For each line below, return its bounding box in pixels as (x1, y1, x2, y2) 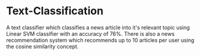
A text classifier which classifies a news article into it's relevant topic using (6, 24, 190, 31)
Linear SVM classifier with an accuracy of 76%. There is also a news (6, 30, 175, 37)
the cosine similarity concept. (6, 43, 79, 50)
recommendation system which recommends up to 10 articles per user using (6, 36, 195, 43)
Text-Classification (6, 4, 104, 18)
